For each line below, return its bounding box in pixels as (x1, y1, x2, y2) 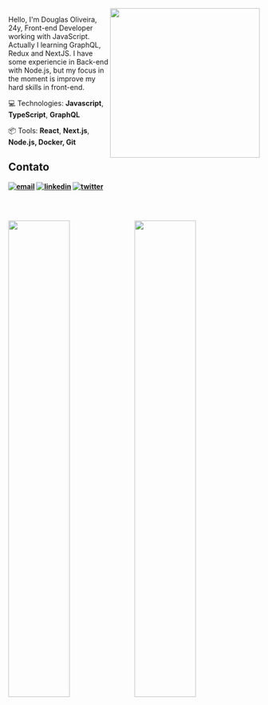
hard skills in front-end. (8, 83, 85, 92)
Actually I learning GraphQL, (8, 40, 101, 49)
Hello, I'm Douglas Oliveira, (8, 15, 97, 24)
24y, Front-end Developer (8, 23, 93, 33)
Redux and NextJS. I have (8, 49, 93, 58)
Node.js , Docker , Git (8, 137, 77, 147)
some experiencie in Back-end (8, 57, 109, 66)
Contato (8, 160, 49, 174)
